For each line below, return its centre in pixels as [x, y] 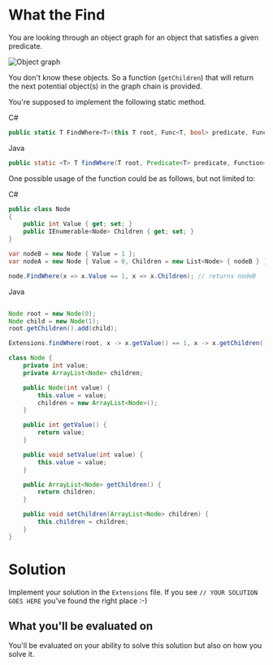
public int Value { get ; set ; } [78, 224]
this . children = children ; [83, 522]
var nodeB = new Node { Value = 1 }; [72, 254]
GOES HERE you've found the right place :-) [78, 600]
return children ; [67, 492]
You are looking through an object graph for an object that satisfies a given [134, 37]
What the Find [57, 15]
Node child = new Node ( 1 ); [54, 321]
